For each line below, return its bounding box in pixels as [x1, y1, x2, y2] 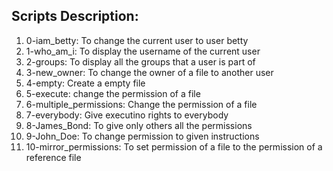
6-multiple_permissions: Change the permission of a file [25, 98, 258, 110]
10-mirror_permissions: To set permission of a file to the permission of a [25, 140, 323, 153]
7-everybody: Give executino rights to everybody [25, 109, 229, 121]
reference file [25, 151, 82, 163]
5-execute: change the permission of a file [25, 87, 201, 99]
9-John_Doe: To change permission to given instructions [25, 130, 260, 142]
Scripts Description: [11, 8, 139, 25]
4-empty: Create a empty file [25, 77, 146, 89]
